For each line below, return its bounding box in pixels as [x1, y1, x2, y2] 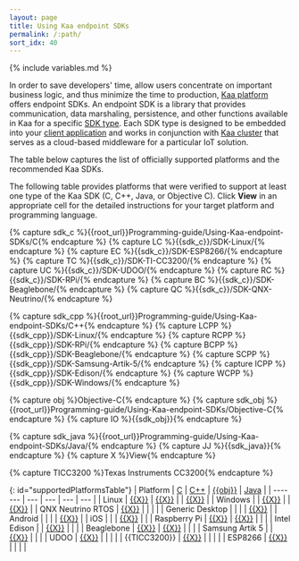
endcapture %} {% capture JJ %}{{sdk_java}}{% [101, 440, 282, 452]
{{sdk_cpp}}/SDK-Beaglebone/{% [9, 349, 133, 360]
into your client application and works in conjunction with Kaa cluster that [9, 127, 279, 139]
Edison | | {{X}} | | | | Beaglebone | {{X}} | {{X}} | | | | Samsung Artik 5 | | [9, 523, 274, 533]
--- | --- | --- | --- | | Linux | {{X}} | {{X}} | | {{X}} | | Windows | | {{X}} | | [26, 494, 291, 506]
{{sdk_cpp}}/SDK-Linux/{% [9, 330, 109, 341]
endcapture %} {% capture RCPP [110, 330, 234, 341]
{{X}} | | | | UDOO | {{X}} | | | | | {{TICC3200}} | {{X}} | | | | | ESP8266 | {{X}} [9, 532, 288, 543]
